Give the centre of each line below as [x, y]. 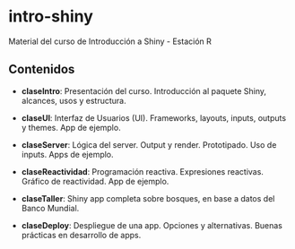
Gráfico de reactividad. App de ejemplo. [95, 181]
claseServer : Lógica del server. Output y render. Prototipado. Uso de [149, 144]
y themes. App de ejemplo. [71, 127]
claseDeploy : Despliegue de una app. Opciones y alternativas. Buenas [152, 225]
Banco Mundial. [50, 208]
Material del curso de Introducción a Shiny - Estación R [110, 41]
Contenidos [42, 69]
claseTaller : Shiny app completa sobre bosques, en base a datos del [148, 198]
